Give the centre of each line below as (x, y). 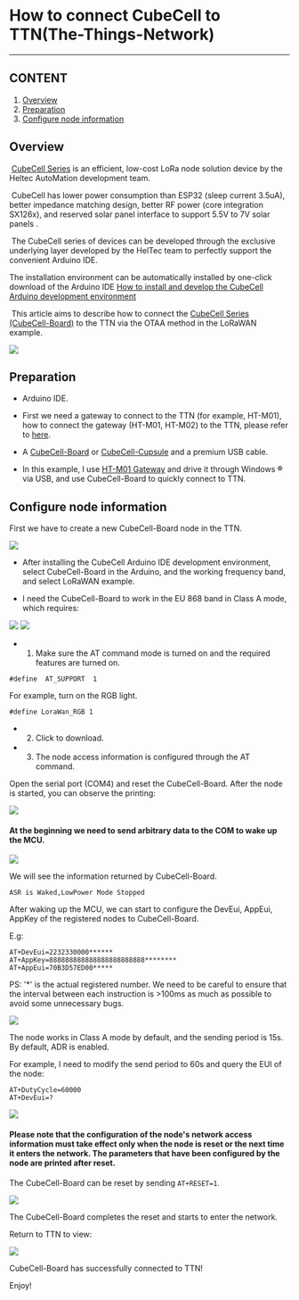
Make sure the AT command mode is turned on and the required (153, 653)
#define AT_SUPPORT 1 (53, 679)
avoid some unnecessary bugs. (67, 1004)
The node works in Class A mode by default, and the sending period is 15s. (146, 1038)
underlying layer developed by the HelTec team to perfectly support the (141, 250)
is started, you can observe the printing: (82, 793)
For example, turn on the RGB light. (73, 696)
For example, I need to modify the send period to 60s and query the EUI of (145, 1064)
